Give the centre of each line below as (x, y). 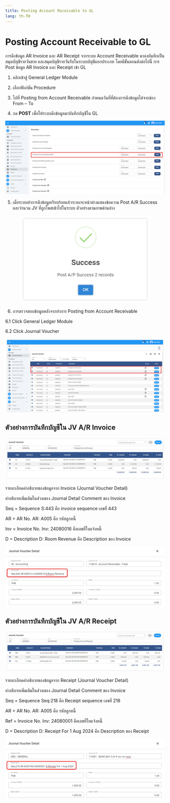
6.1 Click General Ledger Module (39, 321)
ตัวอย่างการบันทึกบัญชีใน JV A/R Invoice (60, 428)
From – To (23, 104)
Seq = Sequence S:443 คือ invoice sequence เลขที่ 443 (61, 508)
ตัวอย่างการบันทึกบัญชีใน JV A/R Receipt (61, 621)
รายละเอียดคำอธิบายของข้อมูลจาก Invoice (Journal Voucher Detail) (67, 488)
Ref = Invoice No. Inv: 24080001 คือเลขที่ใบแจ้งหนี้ (54, 721)
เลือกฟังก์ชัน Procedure (34, 88)
